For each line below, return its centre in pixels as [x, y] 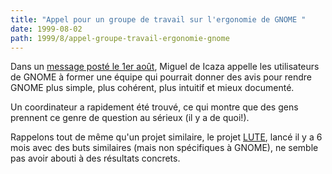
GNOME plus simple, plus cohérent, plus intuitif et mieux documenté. [152, 88]
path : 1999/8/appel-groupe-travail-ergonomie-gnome [120, 38]
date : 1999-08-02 [46, 29]
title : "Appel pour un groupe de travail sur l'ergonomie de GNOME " [158, 19]
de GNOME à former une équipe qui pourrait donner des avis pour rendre [161, 77]
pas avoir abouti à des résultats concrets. [95, 158]
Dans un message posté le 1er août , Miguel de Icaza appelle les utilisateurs [165, 67]
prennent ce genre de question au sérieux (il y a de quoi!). [130, 118]
